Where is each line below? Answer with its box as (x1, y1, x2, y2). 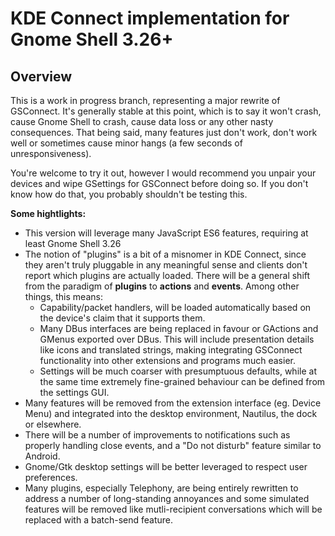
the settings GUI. (39, 387, 110, 398)
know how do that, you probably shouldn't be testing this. (10, 188, 248, 200)
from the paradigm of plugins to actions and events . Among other (24, 280, 300, 292)
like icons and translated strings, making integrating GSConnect (39, 344, 303, 356)
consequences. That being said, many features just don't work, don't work (10, 127, 318, 138)
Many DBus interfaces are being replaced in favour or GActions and (39, 323, 319, 334)
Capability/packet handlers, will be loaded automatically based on (39, 302, 312, 313)
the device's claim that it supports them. (39, 312, 206, 324)
